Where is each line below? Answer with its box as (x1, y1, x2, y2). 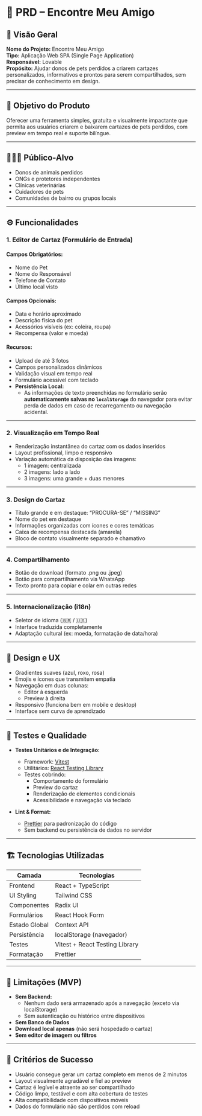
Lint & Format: (14, 808, 51, 815)
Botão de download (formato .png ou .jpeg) (14, 569, 123, 576)
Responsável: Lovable (6, 59, 62, 65)
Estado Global (9, 920, 49, 929)
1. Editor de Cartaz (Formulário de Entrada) (6, 235, 133, 244)
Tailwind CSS (55, 891, 93, 900)
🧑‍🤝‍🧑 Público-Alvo (6, 153, 74, 163)
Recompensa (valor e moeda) (14, 330, 88, 337)
